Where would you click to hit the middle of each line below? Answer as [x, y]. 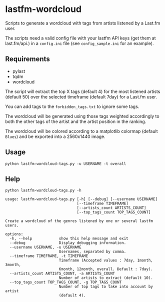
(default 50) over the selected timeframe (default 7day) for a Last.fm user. [81, 96]
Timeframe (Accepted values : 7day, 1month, [106, 260]
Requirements [27, 59]
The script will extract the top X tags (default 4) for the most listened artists [83, 91]
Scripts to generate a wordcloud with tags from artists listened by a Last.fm [83, 23]
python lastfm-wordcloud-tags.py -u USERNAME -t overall [66, 163]
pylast [19, 71]
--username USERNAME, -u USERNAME [45, 247]
